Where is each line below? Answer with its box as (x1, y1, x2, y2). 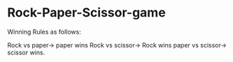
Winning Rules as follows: (7, 28, 82, 36)
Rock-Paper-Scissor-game (7, 5, 166, 21)
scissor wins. (7, 48, 45, 56)
